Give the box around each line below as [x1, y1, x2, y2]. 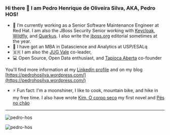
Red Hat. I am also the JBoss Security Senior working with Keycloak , [12, 28, 155, 34]
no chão [12, 100, 30, 106]
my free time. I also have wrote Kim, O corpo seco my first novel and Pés [12, 95, 164, 101]
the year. [12, 38, 31, 44]
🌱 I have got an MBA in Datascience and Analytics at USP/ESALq [12, 44, 148, 50]
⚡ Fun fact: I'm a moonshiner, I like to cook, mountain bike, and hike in [12, 88, 158, 94]
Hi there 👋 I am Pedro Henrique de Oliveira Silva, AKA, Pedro [5, 5, 156, 12]
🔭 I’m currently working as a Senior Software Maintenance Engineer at [12, 22, 159, 28]
